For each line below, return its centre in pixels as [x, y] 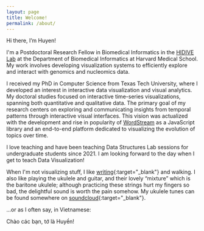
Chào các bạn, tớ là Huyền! [40, 222]
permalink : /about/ [31, 23]
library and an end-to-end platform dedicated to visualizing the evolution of [101, 129]
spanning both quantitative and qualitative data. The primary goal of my [96, 103]
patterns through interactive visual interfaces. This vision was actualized [97, 116]
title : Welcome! [27, 18]
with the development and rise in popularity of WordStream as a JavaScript [100, 123]
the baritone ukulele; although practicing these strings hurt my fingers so [98, 185]
